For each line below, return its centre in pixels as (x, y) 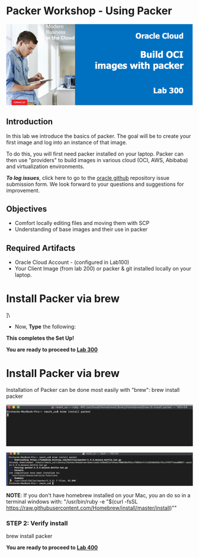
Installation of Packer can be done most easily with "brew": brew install (93, 390)
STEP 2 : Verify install (37, 523)
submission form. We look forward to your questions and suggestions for (95, 184)
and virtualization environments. (45, 166)
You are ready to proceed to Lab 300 (52, 350)
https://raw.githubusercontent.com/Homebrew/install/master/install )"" (92, 508)
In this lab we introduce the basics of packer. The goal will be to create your (99, 136)
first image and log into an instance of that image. (67, 142)
